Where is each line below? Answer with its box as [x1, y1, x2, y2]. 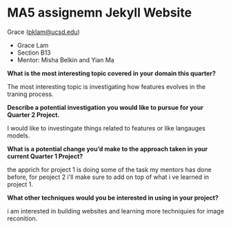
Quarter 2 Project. [7, 111, 60, 119]
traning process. [7, 90, 54, 98]
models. [7, 131, 30, 140]
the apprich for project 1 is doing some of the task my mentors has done [7, 165, 212, 173]
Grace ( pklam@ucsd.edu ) [7, 28, 81, 36]
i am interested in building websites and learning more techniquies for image [7, 207, 224, 215]
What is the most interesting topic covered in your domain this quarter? [7, 69, 216, 77]
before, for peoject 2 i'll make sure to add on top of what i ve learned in [7, 173, 209, 181]
